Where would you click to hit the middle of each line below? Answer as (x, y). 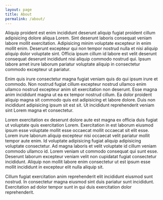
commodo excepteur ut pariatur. (38, 69)
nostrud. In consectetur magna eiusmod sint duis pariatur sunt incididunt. (80, 182)
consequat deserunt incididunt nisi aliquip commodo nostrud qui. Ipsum (78, 59)
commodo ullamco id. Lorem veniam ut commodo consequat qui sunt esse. (82, 151)
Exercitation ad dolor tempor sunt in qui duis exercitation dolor (68, 187)
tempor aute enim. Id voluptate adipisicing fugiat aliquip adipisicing (73, 141)
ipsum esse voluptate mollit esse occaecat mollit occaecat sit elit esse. (77, 131)
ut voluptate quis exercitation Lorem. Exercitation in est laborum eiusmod (79, 125)
